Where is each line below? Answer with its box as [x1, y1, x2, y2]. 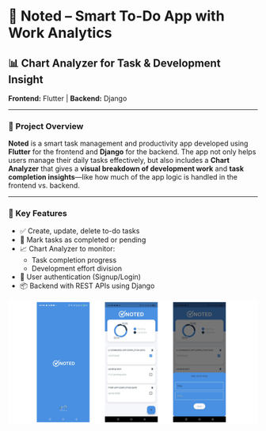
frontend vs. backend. [8, 181, 81, 191]
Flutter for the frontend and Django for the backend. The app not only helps [8, 147, 256, 157]
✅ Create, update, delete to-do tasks [19, 225, 140, 236]
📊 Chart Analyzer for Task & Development [8, 56, 221, 70]
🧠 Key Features [8, 208, 67, 219]
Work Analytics [8, 24, 112, 42]
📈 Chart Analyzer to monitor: [19, 244, 116, 253]
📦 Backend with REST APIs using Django [19, 281, 155, 290]
